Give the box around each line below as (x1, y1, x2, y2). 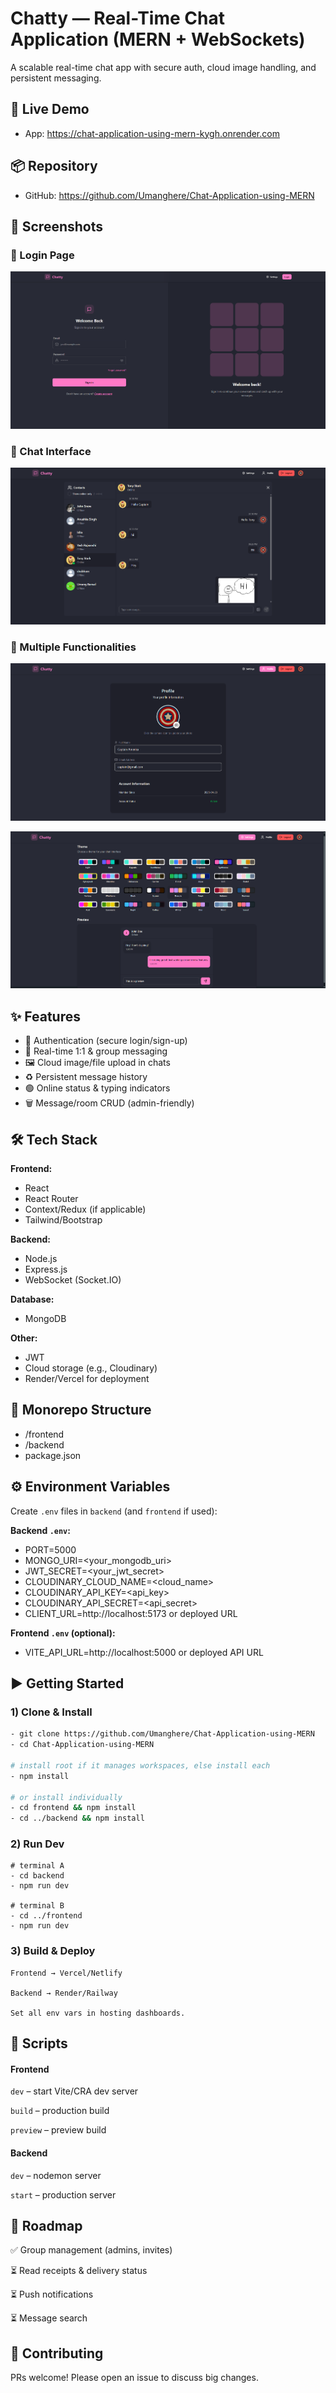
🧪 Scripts (10, 2035, 68, 2052)
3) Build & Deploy (10, 1944, 96, 1958)
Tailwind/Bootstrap (24, 1213, 103, 1226)
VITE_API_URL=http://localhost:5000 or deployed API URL (24, 1646, 264, 1658)
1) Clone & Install (10, 1705, 93, 1719)
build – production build (10, 2105, 110, 2117)
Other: (10, 1332, 38, 1344)
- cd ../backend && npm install (10, 1813, 145, 1824)
